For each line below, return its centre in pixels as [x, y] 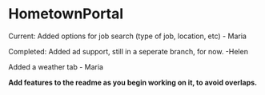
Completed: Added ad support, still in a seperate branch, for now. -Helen [128, 51]
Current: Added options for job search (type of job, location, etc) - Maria [127, 36]
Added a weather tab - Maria [56, 67]
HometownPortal [66, 14]
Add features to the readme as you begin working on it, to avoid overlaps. [133, 82]
